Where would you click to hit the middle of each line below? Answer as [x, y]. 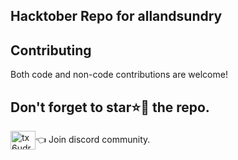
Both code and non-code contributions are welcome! [119, 75]
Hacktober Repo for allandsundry [116, 16]
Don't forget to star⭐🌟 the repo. [110, 107]
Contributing [51, 50]
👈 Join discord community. [93, 139]
